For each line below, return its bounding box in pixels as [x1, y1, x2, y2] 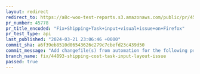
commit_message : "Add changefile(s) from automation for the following [5, 48, 187, 54]
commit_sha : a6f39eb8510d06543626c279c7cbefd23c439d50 [5, 42, 145, 48]
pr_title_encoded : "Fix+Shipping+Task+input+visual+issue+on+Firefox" [5, 25, 185, 32]
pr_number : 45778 [5, 20, 49, 26]
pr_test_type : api [5, 31, 51, 37]
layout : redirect [5, 8, 49, 15]
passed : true [5, 58, 38, 64]
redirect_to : [5, 14, 38, 20]
